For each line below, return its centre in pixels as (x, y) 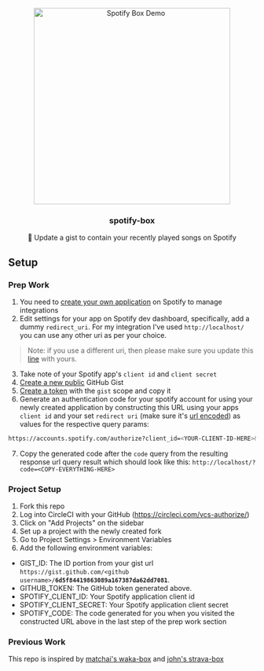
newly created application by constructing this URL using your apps (129, 407)
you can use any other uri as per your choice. (93, 335)
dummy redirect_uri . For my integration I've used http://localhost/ (132, 327)
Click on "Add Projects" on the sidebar (82, 523)
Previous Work (37, 642)
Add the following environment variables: (86, 548)
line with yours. (52, 358)
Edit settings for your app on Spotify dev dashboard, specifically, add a (134, 318)
